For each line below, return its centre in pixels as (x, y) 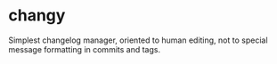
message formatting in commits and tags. (85, 49)
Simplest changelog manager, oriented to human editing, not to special (138, 40)
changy (37, 16)
